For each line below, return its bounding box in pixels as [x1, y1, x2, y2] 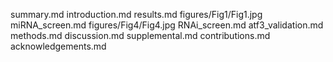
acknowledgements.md [10, 40, 107, 52]
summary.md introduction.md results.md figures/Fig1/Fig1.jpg [10, 9, 263, 20]
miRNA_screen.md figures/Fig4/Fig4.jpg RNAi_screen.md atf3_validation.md [10, 19, 324, 31]
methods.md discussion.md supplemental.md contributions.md [10, 30, 271, 41]
